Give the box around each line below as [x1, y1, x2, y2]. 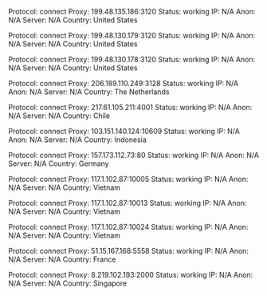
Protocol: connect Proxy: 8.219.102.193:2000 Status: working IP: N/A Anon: [8, 270, 253, 279]
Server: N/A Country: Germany [8, 159, 109, 168]
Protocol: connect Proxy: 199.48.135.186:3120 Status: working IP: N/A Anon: [8, 7, 256, 16]
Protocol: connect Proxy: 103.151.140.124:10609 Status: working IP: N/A [8, 127, 241, 136]
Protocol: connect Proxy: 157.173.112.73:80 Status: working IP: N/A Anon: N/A [8, 151, 259, 160]
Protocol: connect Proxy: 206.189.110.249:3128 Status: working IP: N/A [8, 79, 239, 88]
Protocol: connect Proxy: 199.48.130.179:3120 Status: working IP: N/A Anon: [8, 31, 256, 40]
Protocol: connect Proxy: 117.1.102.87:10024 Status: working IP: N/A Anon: [8, 223, 249, 231]
